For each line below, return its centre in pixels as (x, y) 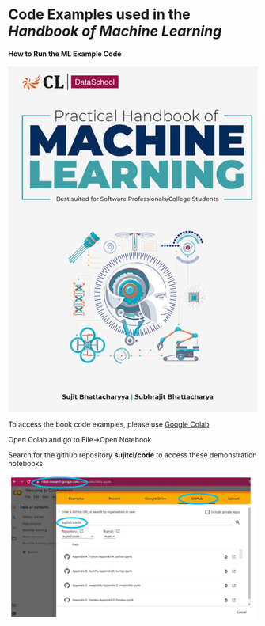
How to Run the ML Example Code (65, 54)
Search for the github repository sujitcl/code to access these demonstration (132, 455)
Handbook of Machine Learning (115, 31)
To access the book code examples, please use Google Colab (109, 424)
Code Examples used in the (100, 15)
